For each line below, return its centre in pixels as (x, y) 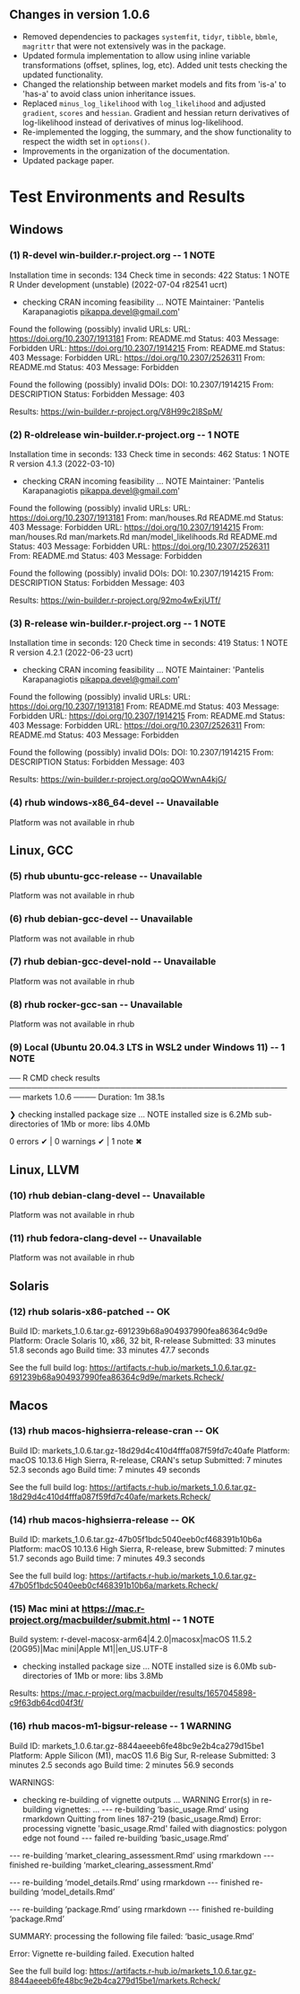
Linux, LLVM (44, 1170)
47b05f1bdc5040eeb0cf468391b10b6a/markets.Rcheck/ (114, 1585)
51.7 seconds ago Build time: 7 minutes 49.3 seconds (107, 1558)
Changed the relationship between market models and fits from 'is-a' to (154, 84)
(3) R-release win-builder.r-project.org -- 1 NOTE (118, 623)
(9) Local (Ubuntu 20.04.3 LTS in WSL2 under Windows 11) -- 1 (147, 1047)
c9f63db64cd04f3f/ (47, 1703)
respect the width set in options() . (86, 141)
